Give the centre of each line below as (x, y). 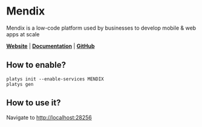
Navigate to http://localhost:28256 (49, 117)
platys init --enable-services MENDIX (55, 79)
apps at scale (23, 34)
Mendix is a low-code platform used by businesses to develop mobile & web (101, 28)
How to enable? (36, 65)
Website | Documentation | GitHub (50, 46)
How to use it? (34, 103)
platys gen (20, 84)
